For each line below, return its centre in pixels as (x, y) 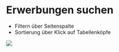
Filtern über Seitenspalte (44, 26)
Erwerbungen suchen (60, 10)
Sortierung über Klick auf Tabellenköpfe (63, 32)
